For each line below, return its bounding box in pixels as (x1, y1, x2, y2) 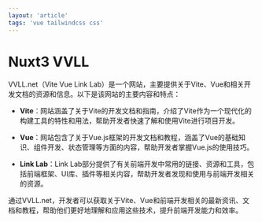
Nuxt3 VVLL (8, 53, 90, 71)
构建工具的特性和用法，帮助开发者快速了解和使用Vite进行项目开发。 (19, 116, 240, 126)
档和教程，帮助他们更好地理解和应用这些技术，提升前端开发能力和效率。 (8, 205, 242, 215)
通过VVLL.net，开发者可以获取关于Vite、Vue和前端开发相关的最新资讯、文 (8, 196, 250, 205)
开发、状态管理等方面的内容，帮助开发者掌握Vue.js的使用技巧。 (46, 142, 254, 152)
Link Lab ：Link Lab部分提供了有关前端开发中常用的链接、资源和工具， (19, 159, 248, 169)
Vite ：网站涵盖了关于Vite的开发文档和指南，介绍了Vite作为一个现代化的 (19, 106, 252, 116)
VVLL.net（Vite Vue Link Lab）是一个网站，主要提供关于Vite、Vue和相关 (8, 80, 245, 89)
